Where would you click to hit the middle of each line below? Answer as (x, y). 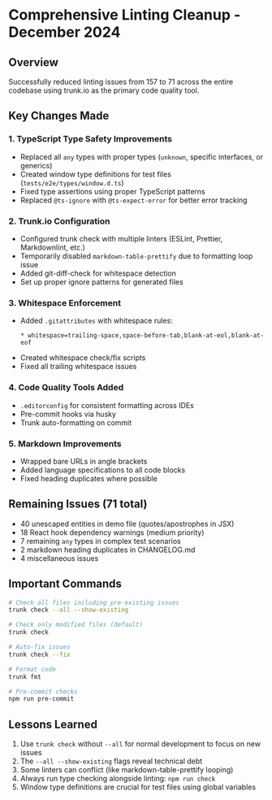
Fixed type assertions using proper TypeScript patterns (112, 191)
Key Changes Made (59, 116)
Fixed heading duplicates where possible (89, 478)
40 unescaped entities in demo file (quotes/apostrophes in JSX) (127, 524)
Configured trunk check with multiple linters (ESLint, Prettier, (121, 238)
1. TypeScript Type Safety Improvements (91, 139)
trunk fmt (25, 676)
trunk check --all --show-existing (69, 610)
